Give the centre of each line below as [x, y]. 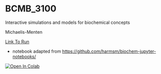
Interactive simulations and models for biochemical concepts [68, 22]
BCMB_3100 [31, 9]
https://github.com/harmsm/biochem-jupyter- [109, 51]
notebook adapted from [37, 51]
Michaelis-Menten [24, 32]
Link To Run [17, 41]
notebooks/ [24, 56]
